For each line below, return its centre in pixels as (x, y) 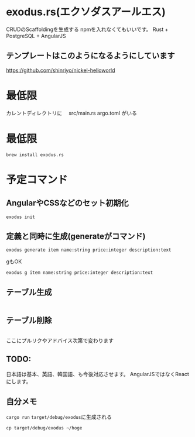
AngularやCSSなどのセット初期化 (67, 203)
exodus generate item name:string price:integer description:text (89, 250)
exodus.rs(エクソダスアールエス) (86, 12)
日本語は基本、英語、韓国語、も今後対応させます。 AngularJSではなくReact (97, 374)
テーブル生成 (29, 292)
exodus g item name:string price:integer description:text (80, 273)
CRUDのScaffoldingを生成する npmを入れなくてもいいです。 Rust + (87, 29)
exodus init (20, 217)
